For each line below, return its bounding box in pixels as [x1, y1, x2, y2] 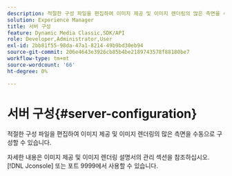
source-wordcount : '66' [7, 61, 76, 68]
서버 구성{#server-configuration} [7, 106, 197, 121]
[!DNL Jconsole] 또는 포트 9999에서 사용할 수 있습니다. [7, 162, 159, 170]
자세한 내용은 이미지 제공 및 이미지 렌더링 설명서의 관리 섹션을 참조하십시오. [7, 153, 210, 162]
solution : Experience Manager [7, 17, 95, 23]
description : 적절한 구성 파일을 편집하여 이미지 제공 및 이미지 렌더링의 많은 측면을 [7, 10, 220, 17]
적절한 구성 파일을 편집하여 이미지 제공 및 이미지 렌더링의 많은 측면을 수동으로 [7, 130, 215, 138]
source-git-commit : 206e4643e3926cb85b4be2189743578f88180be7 [7, 49, 190, 56]
